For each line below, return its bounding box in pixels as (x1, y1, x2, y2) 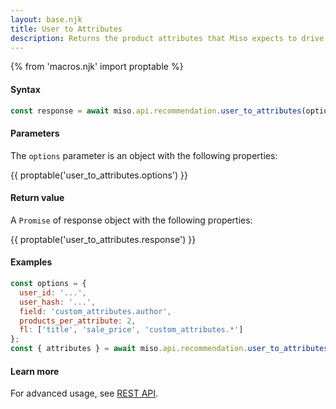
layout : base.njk (10, 14, 83, 25)
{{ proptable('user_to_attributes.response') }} (10, 233, 197, 245)
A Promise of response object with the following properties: (10, 214, 253, 226)
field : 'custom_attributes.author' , (19, 306, 172, 316)
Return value (10, 192, 65, 204)
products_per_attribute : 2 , (19, 316, 137, 326)
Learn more (10, 365, 60, 377)
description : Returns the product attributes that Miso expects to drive (10, 33, 325, 43)
